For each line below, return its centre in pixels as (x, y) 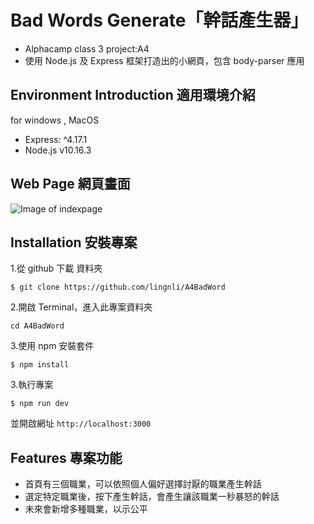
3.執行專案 (32, 385)
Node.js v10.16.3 (58, 150)
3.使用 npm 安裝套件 (52, 346)
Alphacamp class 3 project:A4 (87, 48)
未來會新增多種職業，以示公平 (86, 509)
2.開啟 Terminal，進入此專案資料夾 (81, 307)
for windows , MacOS (55, 120)
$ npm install (40, 365)
